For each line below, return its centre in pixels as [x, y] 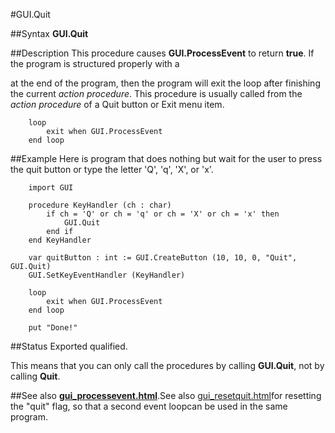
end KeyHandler [60, 240]
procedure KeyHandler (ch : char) [100, 205]
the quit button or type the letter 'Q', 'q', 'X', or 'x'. [112, 169]
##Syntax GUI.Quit [49, 33]
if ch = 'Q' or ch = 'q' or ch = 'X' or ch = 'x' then [163, 214]
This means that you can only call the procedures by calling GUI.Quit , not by [167, 365]
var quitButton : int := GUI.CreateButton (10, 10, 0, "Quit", [163, 258]
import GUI [51, 188]
